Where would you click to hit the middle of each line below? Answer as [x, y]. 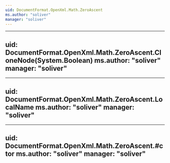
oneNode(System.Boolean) [49, 60]
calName [20, 107]
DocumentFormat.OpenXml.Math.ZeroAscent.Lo [84, 99]
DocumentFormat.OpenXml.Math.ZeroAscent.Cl [83, 52]
